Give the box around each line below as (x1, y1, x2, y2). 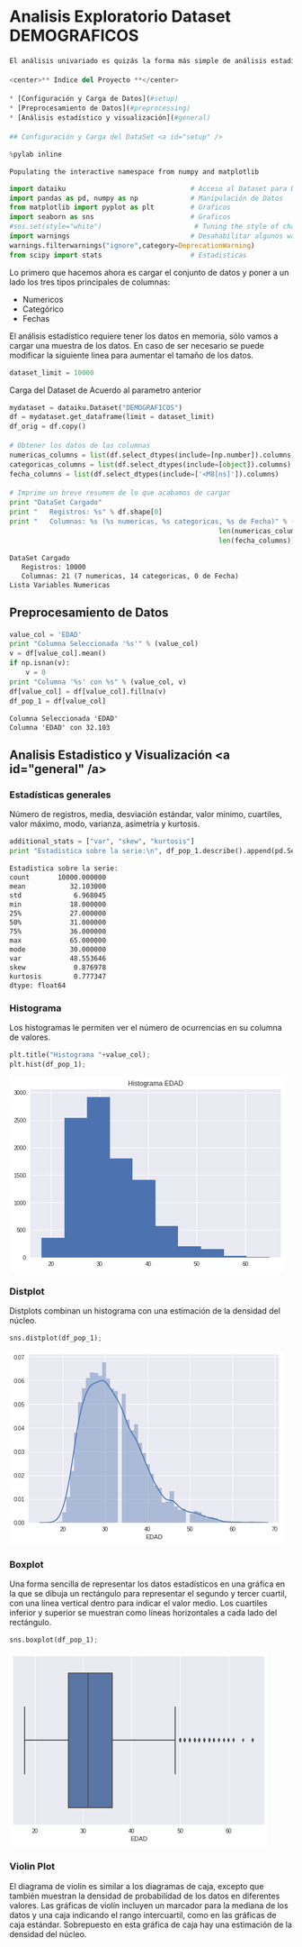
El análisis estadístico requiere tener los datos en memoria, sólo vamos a (9, 331, 279, 341)
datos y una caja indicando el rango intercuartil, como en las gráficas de (9, 1909, 277, 1920)
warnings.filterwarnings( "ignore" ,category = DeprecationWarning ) (9, 241, 255, 250)
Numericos (22, 294, 64, 305)
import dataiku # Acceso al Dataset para (9, 184, 288, 193)
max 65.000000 (9, 935, 106, 945)
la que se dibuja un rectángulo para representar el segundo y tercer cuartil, (9, 1588, 288, 1599)
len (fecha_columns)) (218, 536, 296, 545)
